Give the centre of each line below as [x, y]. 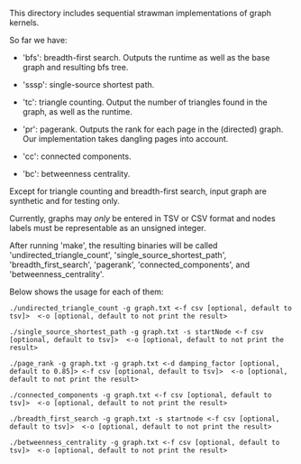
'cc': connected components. [77, 156]
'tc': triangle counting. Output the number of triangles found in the [145, 102]
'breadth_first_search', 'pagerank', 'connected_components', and [130, 264]
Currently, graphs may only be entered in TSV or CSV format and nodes [143, 218]
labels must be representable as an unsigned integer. [108, 228]
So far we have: [38, 40]
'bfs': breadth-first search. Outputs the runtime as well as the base [146, 57]
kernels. [24, 23]
